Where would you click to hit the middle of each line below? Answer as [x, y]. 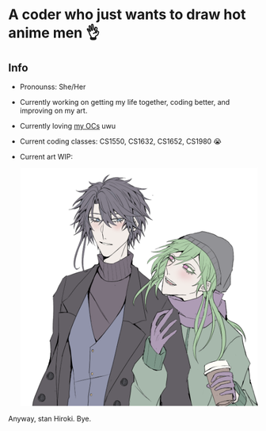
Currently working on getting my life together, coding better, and [125, 102]
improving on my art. [53, 110]
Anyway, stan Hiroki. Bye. [50, 419]
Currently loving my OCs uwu [68, 126]
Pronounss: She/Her [53, 87]
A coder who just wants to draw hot [127, 15]
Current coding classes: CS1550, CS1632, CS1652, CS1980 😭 [120, 141]
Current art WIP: [46, 157]
